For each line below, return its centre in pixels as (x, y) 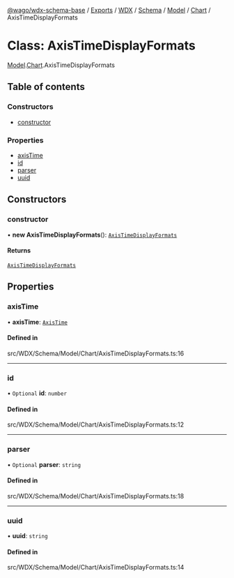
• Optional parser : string (44, 464)
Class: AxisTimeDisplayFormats (102, 46)
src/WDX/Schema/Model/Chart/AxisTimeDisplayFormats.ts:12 (96, 424)
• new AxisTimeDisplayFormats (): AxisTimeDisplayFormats (92, 235)
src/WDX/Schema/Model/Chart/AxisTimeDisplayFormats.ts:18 (96, 496)
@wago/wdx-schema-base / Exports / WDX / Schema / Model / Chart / (109, 10)
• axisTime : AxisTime (38, 322)
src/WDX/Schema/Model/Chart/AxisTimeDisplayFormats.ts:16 (96, 353)
